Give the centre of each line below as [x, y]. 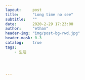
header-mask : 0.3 [24, 38]
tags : [11, 47]
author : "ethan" [27, 29]
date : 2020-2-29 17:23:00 [39, 24]
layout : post [24, 10]
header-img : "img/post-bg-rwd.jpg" [43, 33]
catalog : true [24, 43]
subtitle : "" [21, 19]
